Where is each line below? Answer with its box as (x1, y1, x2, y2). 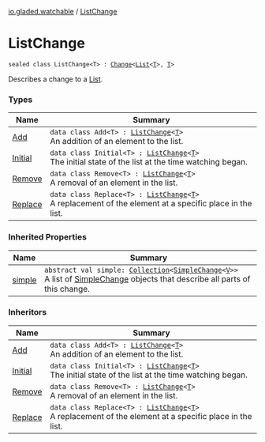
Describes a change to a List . (8, 74, 103, 84)
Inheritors (8, 307, 47, 318)
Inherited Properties (8, 232, 87, 243)
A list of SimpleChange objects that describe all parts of (44, 273, 251, 284)
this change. (44, 283, 91, 294)
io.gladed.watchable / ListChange (8, 7, 118, 16)
